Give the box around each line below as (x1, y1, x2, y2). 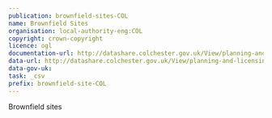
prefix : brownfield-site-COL (8, 79, 107, 87)
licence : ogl (8, 42, 53, 50)
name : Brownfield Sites (8, 19, 89, 27)
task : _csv (8, 72, 45, 80)
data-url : (8, 57, 42, 65)
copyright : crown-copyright (8, 34, 104, 43)
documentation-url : (8, 49, 74, 57)
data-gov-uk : (8, 65, 53, 73)
